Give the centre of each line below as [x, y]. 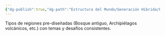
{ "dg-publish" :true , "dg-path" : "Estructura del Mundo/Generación [72, 9]
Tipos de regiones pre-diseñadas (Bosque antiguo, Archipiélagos [71, 23]
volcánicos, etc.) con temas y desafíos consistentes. [58, 28]
